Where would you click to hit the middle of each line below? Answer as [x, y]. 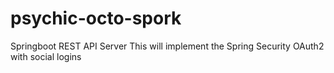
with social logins [46, 56]
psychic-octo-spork [96, 18]
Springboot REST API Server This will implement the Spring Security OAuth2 [167, 46]
